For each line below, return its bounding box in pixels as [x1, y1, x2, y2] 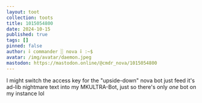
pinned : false [6, 43, 43, 49]
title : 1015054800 [6, 20, 53, 26]
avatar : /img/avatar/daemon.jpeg [6, 54, 92, 60]
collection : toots [6, 15, 53, 21]
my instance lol [6, 90, 45, 97]
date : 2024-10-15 [6, 26, 51, 32]
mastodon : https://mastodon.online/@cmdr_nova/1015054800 [6, 60, 157, 66]
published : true [6, 32, 48, 38]
